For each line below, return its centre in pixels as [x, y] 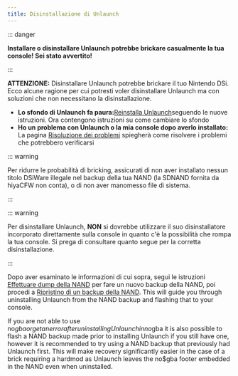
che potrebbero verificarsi [56, 142]
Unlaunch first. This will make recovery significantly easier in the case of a [116, 351]
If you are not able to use [44, 320]
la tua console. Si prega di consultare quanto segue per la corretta [104, 241]
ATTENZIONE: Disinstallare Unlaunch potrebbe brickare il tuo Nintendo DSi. [118, 83]
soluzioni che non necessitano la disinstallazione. [80, 98]
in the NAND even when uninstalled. [60, 366]
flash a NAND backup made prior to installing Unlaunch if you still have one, [118, 336]
